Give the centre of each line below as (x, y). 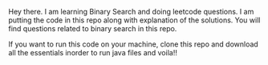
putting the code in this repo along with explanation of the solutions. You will (134, 20)
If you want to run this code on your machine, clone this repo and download (133, 44)
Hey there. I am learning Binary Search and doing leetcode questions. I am (131, 12)
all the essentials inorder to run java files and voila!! (93, 53)
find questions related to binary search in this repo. (93, 28)
